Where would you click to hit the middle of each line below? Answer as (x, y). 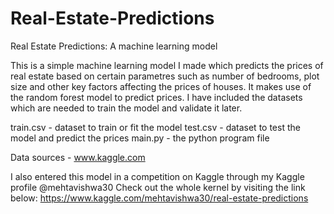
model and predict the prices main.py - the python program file (140, 138)
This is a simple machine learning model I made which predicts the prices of (167, 65)
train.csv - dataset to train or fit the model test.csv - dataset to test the (155, 127)
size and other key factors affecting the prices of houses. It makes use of (161, 86)
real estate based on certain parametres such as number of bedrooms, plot (165, 76)
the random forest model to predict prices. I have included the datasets (156, 97)
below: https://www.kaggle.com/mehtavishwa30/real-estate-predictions (159, 198)
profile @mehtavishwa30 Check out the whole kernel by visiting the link (158, 187)
